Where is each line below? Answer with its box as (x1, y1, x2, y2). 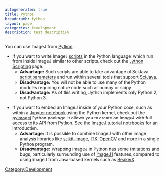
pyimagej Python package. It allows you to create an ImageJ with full (12, 115, 152, 120)
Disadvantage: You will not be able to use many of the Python (19, 79, 146, 85)
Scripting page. (12, 63, 44, 69)
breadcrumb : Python (5, 16, 45, 21)
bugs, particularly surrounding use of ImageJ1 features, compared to (19, 151, 160, 157)
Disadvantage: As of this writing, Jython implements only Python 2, (19, 89, 158, 95)
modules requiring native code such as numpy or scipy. (19, 85, 132, 90)
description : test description (5, 30, 69, 35)
